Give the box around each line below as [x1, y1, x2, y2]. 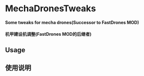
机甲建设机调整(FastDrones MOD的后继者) [5, 31, 92, 37]
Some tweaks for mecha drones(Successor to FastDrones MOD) [5, 19, 139, 25]
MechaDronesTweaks [5, 3, 96, 14]
